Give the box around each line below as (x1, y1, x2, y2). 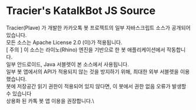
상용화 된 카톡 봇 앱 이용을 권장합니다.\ (6, 97, 94, 104)
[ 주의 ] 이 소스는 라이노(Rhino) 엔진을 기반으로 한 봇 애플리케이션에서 (6, 46, 166, 53)
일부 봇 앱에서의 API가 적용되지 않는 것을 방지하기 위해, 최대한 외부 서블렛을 (6, 68, 179, 75)
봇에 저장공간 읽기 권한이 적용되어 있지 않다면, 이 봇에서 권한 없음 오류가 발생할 (6, 82, 187, 90)
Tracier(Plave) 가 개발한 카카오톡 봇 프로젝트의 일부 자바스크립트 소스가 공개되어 (6, 24, 191, 31)
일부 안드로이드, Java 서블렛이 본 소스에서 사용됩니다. (6, 60, 129, 68)
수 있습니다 (6, 90, 32, 97)
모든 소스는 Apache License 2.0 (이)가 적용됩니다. (6, 39, 122, 46)
